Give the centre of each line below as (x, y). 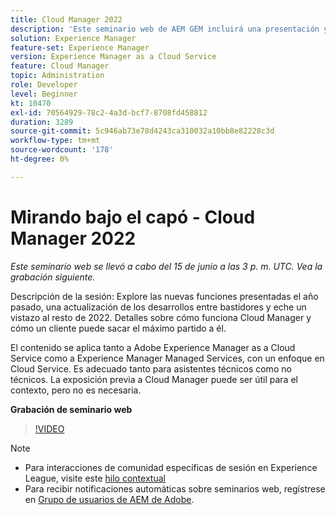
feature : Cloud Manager (60, 66)
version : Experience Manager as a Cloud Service (113, 57)
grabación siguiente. (53, 277)
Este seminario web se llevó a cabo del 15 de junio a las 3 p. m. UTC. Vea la (166, 266)
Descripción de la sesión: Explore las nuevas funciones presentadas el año (164, 296)
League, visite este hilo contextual (95, 478)
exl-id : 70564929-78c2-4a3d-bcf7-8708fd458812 (109, 112)
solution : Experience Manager (73, 38)
